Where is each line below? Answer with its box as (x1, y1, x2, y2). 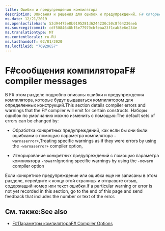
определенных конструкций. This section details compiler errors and (5, 102, 146, 108)
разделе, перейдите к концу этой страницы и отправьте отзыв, (5, 177, 138, 183)
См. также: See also (5, 207, 68, 216)
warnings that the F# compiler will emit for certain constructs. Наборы (5, 107, 148, 113)
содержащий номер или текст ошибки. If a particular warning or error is (5, 183, 153, 189)
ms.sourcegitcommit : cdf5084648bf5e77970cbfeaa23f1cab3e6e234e (5, 26, 137, 30)
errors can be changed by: (5, 117, 59, 123)
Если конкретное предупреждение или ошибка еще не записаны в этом (5, 173, 157, 178)
